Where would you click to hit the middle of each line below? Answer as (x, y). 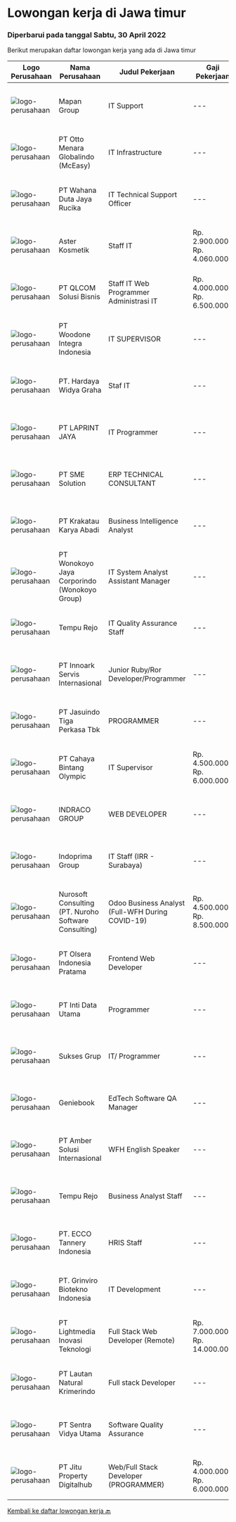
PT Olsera (75, 954)
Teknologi (75, 1350)
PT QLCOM (77, 288)
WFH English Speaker (144, 1150)
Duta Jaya (76, 199)
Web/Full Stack (133, 1467)
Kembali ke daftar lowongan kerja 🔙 (59, 1511)
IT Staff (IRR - (131, 857)
